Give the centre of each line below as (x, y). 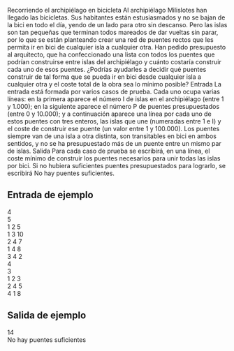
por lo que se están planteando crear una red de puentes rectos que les (111, 40)
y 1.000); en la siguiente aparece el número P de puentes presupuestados (114, 106)
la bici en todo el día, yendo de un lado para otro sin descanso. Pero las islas (117, 25)
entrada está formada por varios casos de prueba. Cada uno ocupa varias (114, 91)
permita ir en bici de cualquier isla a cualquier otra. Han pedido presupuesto (117, 47)
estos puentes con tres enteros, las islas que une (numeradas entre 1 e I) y (114, 121)
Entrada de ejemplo (50, 195)
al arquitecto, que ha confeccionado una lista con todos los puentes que (111, 54)
